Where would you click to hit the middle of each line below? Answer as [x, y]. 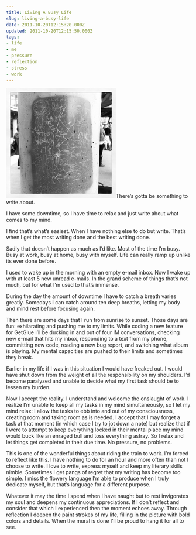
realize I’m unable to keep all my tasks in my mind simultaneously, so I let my [98, 405]
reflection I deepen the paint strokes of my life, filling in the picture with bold [98, 515]
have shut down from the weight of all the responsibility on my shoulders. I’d [98, 375]
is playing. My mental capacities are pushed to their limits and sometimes [94, 351]
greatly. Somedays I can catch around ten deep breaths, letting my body [93, 303]
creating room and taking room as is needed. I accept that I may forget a [93, 417]
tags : [13, 37]
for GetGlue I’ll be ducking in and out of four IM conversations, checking [93, 332]
